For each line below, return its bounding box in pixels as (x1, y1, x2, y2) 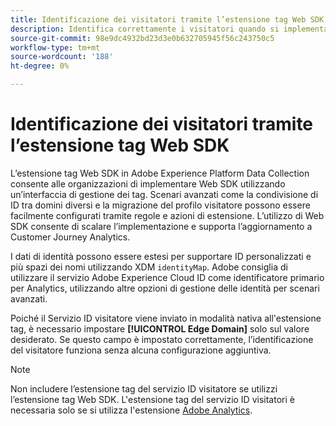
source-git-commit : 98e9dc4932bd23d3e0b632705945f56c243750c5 (10, 33, 275, 43)
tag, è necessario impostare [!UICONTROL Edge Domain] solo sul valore (10, 322, 310, 335)
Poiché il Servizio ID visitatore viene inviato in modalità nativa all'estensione (10, 312, 322, 324)
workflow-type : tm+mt (10, 42, 101, 53)
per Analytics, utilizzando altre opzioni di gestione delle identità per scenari (10, 282, 320, 294)
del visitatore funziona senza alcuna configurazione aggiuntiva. (10, 344, 272, 356)
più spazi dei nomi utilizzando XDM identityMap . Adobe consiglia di (10, 261, 288, 273)
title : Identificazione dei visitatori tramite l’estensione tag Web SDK (10, 14, 325, 25)
